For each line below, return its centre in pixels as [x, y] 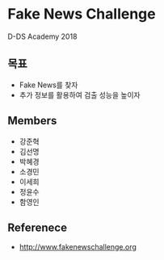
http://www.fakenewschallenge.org [78, 247]
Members [32, 121]
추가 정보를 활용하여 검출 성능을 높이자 [80, 94]
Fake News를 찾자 [48, 85]
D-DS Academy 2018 [42, 36]
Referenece [38, 227]
